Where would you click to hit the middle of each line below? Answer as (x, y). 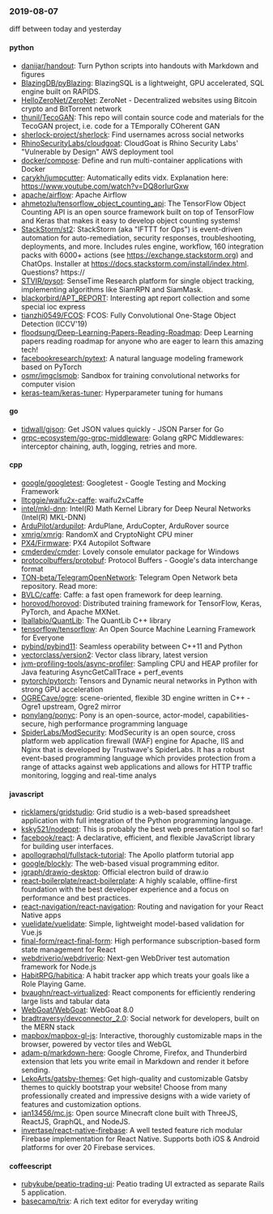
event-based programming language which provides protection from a (138, 758)
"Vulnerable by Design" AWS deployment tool (97, 151)
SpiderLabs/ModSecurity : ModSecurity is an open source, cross (128, 732)
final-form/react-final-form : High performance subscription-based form (141, 941)
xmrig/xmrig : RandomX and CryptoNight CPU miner (107, 534)
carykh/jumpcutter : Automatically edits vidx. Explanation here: (125, 177)
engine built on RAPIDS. (61, 92)
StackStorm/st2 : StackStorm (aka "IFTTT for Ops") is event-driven (132, 229)
